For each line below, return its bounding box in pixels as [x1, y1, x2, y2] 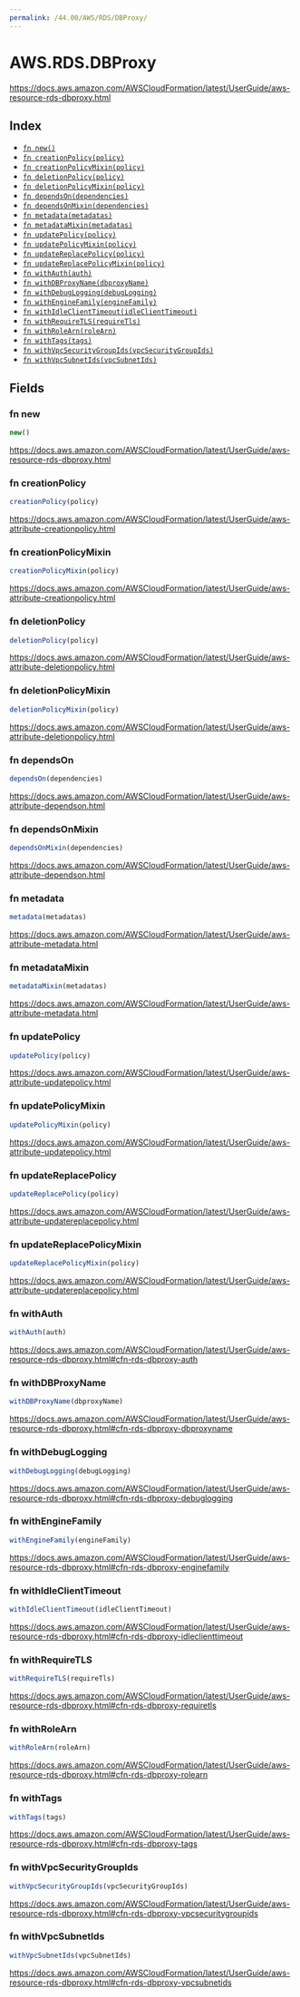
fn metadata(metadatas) [22, 211, 113, 220]
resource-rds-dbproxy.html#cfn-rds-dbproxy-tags [9, 1838, 198, 1849]
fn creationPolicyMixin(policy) [22, 163, 145, 172]
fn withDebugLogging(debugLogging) [22, 288, 158, 297]
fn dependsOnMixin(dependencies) [22, 201, 150, 211]
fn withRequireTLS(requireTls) [22, 317, 141, 326]
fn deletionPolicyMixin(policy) [22, 182, 145, 191]
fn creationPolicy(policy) [22, 153, 125, 163]
